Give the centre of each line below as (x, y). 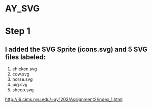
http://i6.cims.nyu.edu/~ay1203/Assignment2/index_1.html (64, 100)
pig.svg (20, 85)
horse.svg (22, 79)
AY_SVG (22, 9)
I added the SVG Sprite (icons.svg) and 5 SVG (76, 49)
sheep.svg (23, 90)
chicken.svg (24, 69)
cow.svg (21, 74)
